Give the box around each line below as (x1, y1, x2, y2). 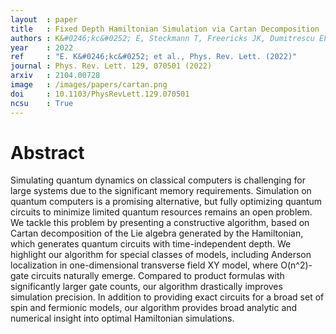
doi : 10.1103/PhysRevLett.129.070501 (10, 89, 190, 99)
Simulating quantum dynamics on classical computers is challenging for (10, 174, 306, 186)
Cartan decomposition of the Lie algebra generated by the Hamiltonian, (10, 227, 304, 240)
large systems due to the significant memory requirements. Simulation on (10, 185, 312, 197)
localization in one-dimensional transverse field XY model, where (10, 259, 279, 271)
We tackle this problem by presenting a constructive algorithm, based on (10, 217, 310, 229)
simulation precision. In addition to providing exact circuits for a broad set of (10, 291, 325, 303)
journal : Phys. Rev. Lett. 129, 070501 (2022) (10, 61, 213, 71)
